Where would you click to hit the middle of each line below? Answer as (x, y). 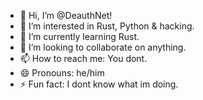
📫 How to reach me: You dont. (83, 58)
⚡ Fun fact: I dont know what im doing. (99, 84)
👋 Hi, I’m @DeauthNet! (66, 15)
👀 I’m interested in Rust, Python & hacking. (107, 26)
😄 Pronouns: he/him (62, 73)
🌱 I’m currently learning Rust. (79, 36)
